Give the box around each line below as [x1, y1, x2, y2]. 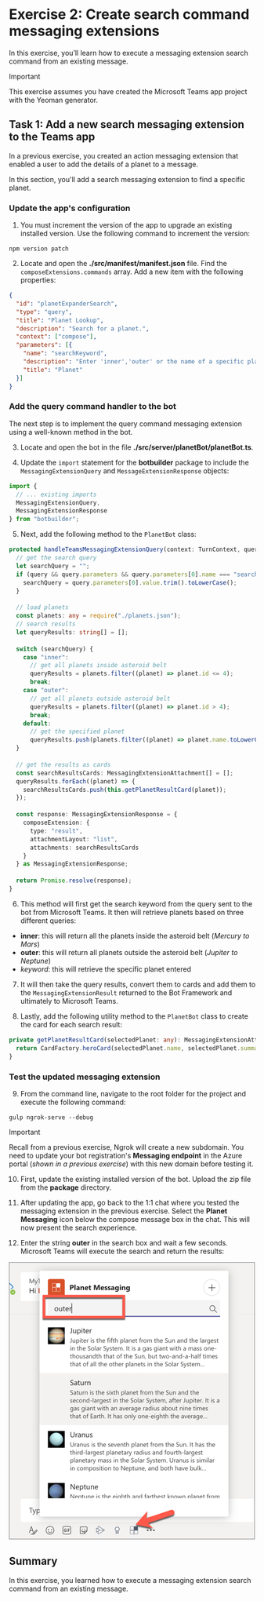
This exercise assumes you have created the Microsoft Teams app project [9, 86, 248, 96]
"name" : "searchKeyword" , [23, 349, 108, 358]
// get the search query [16, 554, 97, 562]
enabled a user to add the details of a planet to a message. [9, 159, 199, 169]
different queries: [20, 916, 77, 925]
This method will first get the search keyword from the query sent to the [20, 899, 253, 908]
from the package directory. [20, 1183, 112, 1192]
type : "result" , [29, 826, 83, 835]
